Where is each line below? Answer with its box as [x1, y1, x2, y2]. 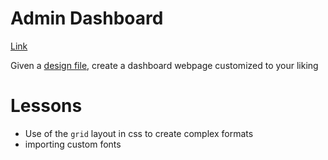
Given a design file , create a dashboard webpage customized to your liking [10, 59, 319, 71]
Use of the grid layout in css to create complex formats [24, 127, 254, 139]
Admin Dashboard [10, 7, 164, 30]
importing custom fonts [24, 138, 122, 150]
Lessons [10, 95, 83, 117]
